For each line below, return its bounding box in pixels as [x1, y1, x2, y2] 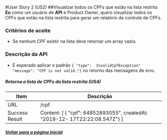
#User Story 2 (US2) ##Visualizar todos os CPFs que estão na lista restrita [5, 4, 158, 10]
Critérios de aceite [5, 27, 51, 34]
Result [7, 115, 22, 122]
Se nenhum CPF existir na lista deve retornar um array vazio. [12, 38, 137, 44]
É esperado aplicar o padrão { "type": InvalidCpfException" [12, 62, 141, 68]
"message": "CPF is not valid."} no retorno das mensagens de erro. [12, 67, 156, 73]
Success [7, 109, 28, 116]
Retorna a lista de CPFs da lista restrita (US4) [5, 79, 101, 85]
